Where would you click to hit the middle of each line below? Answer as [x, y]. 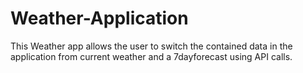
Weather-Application [99, 18]
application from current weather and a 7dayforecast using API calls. [151, 56]
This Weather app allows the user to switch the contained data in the [151, 46]
